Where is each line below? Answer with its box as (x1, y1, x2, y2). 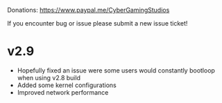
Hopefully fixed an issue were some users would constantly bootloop (17, 66, 215, 75)
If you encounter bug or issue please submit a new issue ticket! (7, 19, 188, 27)
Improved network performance (17, 88, 109, 96)
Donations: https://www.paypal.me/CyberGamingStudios (7, 6, 170, 14)
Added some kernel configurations (17, 81, 117, 89)
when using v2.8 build (17, 73, 81, 82)
